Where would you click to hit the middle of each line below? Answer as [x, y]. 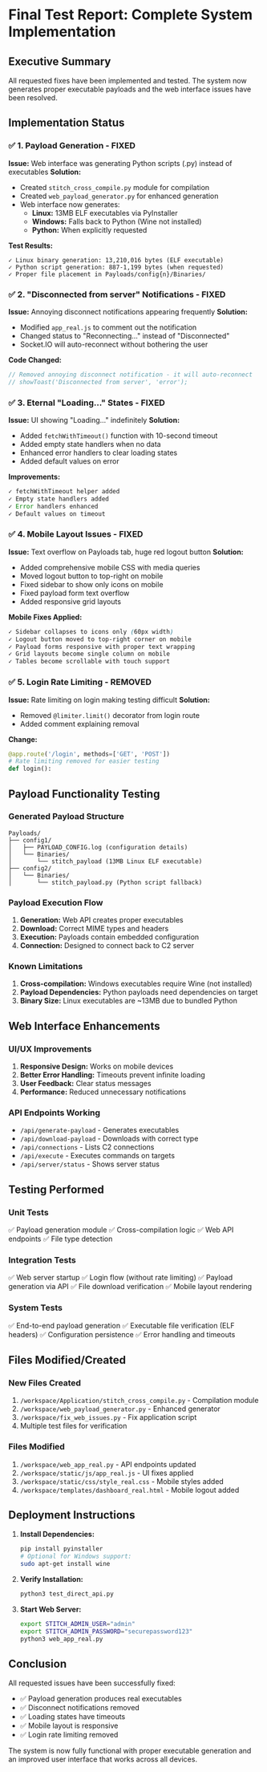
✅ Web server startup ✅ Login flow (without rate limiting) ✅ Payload [121, 1278]
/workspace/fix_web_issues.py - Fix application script [108, 1417]
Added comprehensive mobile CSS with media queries [110, 567]
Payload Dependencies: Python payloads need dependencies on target [139, 992]
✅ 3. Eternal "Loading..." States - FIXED [87, 403]
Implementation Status [67, 123]
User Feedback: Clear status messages [85, 1084]
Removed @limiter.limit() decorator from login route [110, 715]
